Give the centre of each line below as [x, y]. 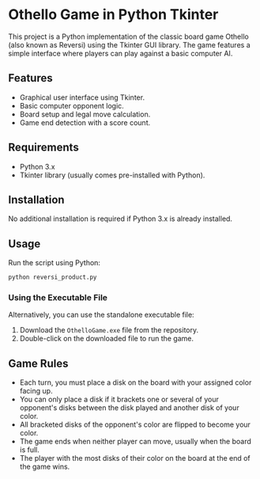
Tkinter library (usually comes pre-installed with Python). [112, 175]
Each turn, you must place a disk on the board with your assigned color [136, 382]
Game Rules [38, 363]
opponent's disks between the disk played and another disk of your [129, 408]
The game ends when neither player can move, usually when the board [135, 442]
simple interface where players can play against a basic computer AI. [121, 53]
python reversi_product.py [53, 278]
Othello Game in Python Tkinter [113, 15]
